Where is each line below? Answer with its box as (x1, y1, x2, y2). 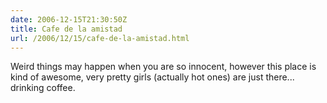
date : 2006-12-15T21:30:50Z (10, 14, 128, 25)
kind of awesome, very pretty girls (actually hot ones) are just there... (10, 71, 295, 83)
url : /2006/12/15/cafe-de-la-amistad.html (10, 33, 190, 43)
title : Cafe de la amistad (10, 24, 123, 34)
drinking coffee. (10, 82, 76, 94)
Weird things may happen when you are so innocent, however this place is (10, 61, 317, 73)
